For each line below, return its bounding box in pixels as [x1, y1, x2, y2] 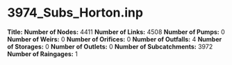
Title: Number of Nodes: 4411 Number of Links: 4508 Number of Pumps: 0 [7, 28, 226, 36]
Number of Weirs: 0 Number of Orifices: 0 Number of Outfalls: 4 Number [7, 35, 222, 43]
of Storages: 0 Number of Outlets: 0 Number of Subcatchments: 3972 [7, 42, 213, 50]
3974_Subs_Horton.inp [7, 5, 144, 21]
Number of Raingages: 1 [7, 50, 78, 58]
